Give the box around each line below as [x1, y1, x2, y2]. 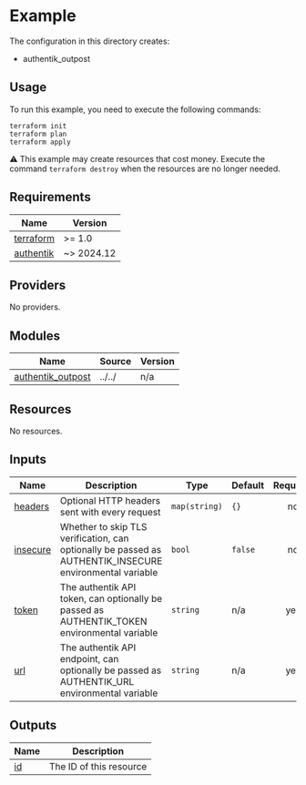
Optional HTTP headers [59, 494, 161, 506]
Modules [9, 328, 61, 343]
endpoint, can [59, 652, 119, 665]
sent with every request [59, 505, 161, 518]
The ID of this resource [48, 760, 148, 772]
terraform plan [9, 129, 67, 138]
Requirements [9, 189, 91, 205]
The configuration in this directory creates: [9, 36, 170, 46]
